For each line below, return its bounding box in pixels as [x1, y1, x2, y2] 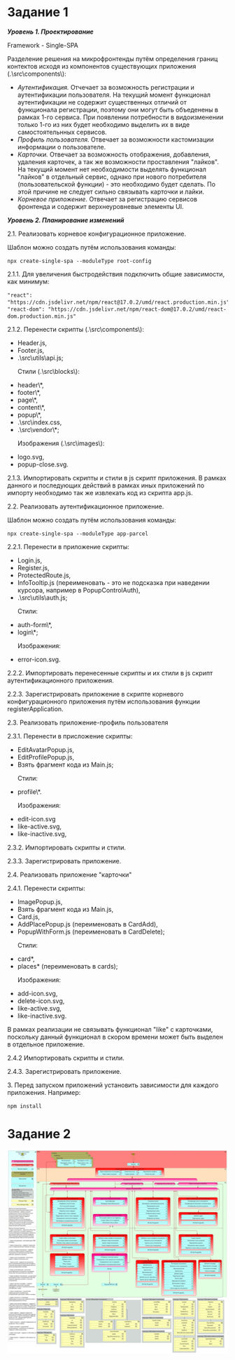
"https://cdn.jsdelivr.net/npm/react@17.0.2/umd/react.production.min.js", [7, 299, 233, 306]
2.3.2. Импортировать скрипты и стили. [7, 843, 127, 851]
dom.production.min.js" [7, 313, 77, 320]
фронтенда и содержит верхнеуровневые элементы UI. [17, 202, 184, 210]
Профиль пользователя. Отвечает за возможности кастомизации [17, 135, 214, 144]
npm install [7, 1103, 42, 1110]
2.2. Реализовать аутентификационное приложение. [7, 502, 164, 511]
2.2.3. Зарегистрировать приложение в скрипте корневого [7, 689, 184, 698]
